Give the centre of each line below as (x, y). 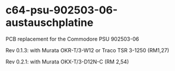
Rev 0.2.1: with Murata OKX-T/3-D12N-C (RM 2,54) (67, 62)
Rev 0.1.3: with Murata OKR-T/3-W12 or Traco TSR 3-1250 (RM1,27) (87, 50)
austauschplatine (50, 23)
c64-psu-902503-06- (62, 10)
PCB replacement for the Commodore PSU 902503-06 (72, 39)
